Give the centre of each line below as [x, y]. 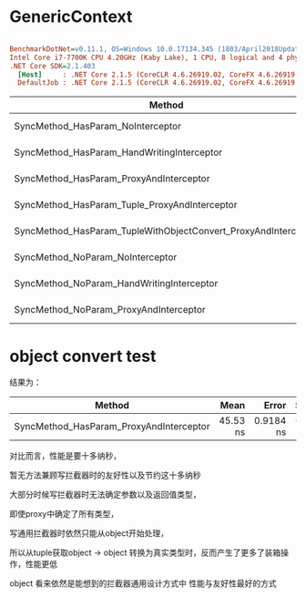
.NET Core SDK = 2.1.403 [52, 66]
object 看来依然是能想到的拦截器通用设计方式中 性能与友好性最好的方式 [143, 583]
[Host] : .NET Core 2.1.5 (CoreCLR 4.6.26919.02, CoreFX [136, 75]
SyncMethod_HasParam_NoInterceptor [98, 127]
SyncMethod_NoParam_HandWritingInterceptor [116, 284]
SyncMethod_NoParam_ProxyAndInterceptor [110, 310]
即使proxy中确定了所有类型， [64, 514]
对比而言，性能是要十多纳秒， [65, 456]
